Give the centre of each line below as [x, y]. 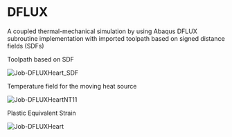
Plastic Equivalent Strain [42, 113]
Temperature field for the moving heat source [72, 86]
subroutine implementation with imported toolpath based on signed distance [116, 38]
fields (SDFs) [26, 46]
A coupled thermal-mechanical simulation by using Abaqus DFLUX [102, 31]
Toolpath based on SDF [41, 59]
